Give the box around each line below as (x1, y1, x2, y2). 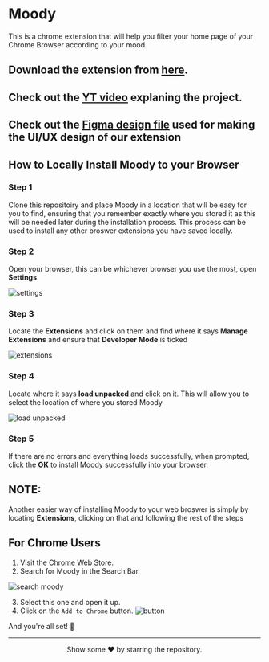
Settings (8, 272, 38, 282)
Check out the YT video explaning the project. (8, 90, 243, 104)
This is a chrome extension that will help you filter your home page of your (8, 31, 254, 41)
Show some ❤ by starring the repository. (66, 644, 203, 654)
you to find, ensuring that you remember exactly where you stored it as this (8, 208, 256, 218)
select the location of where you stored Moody (8, 397, 163, 407)
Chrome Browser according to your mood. (8, 39, 147, 49)
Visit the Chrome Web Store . (19, 558, 114, 567)
